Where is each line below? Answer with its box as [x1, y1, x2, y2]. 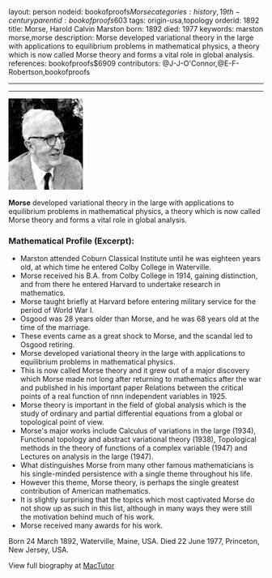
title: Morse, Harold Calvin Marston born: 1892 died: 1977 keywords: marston [8, 24, 264, 33]
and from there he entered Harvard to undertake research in [19, 280, 221, 289]
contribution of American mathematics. [19, 486, 151, 496]
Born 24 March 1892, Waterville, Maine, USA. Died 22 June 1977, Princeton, [8, 537, 260, 546]
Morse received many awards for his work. [19, 520, 164, 530]
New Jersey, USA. [8, 545, 69, 554]
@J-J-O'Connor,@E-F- [162, 58, 240, 68]
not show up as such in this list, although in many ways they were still [19, 503, 253, 513]
